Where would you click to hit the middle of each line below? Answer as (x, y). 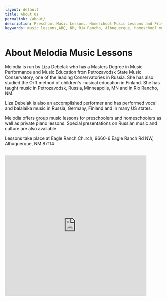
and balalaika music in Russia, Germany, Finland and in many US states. (79, 108)
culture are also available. (31, 129)
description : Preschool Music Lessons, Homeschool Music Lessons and (79, 24)
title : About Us (22, 14)
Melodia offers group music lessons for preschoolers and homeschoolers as (83, 118)
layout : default (22, 10)
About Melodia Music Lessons (69, 53)
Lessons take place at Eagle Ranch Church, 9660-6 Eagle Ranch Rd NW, (79, 138)
